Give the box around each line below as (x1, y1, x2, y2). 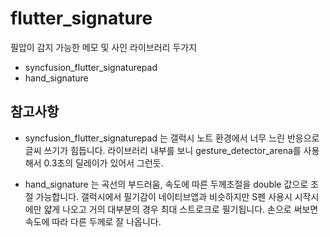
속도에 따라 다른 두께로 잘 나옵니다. (24, 215, 162, 227)
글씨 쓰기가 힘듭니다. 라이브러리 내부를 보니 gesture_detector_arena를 (24, 144, 302, 156)
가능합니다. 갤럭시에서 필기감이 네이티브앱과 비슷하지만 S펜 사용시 (35, 190, 293, 202)
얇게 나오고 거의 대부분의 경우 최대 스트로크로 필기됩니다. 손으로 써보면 (43, 203, 319, 215)
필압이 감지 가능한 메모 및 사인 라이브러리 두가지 (10, 41, 198, 53)
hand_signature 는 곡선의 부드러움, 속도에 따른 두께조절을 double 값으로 (24, 178, 309, 190)
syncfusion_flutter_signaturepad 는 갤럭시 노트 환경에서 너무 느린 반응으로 (24, 132, 320, 144)
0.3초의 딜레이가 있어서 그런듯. (43, 157, 164, 169)
